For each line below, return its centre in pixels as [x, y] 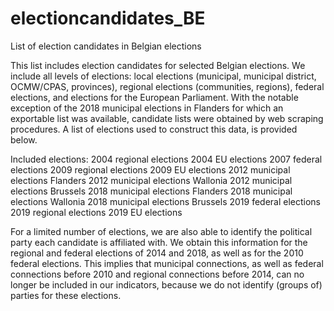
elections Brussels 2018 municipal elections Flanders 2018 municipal [151, 191]
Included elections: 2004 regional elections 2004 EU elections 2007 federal [166, 159]
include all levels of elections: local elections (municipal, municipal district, [163, 76]
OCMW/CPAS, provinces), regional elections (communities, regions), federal [167, 86]
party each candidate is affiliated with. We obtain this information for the [159, 242]
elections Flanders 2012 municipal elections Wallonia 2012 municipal [151, 180]
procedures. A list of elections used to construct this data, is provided [154, 129]
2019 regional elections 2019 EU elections [96, 212]
